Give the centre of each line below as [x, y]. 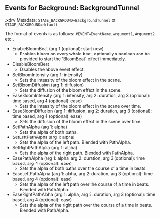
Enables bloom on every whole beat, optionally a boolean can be [85, 54]
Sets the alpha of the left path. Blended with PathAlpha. [75, 142]
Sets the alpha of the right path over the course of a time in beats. [86, 205]
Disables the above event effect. [52, 69]
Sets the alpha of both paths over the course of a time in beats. [83, 168]
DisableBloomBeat [31, 64]
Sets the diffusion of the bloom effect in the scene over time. [80, 121]
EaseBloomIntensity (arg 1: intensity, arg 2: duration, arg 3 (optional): [81, 95]
